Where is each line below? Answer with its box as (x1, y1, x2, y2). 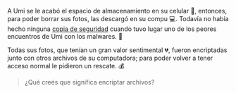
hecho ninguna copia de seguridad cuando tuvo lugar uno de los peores (7, 25, 217, 33)
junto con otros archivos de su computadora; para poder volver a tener (7, 54, 213, 62)
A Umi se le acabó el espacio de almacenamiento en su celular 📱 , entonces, (7, 7, 228, 15)
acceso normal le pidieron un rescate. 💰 (7, 62, 125, 70)
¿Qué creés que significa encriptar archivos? (24, 78, 155, 86)
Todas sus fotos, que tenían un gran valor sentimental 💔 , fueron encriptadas (7, 46, 228, 54)
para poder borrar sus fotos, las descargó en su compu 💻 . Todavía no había (7, 15, 229, 23)
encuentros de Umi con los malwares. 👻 (7, 32, 123, 40)
